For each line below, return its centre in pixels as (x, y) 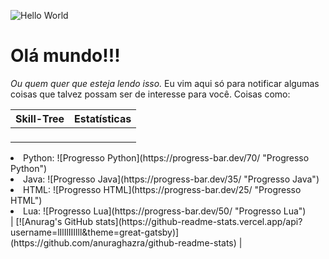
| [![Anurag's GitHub (51, 221)
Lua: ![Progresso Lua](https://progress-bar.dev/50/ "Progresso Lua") (165, 211)
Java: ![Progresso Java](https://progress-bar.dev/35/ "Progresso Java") (171, 179)
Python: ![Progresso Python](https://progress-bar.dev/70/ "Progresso (166, 157)
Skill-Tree (40, 118)
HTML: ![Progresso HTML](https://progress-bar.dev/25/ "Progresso (162, 189)
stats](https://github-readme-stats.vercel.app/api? (198, 221)
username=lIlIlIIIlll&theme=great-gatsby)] (95, 232)
